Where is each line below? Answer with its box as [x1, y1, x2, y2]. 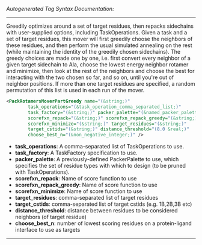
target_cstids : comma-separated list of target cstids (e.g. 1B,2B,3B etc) [14, 200, 192, 208]
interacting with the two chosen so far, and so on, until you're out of [6, 74, 174, 81]
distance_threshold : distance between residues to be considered [14, 207, 179, 214]
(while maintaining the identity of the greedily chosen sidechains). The [6, 48, 181, 55]
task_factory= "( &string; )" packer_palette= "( [28, 109, 144, 115]
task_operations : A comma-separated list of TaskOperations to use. [14, 143, 185, 150]
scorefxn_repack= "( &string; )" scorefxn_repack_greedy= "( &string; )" [28, 115, 200, 121]
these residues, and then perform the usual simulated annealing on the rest [6, 42, 192, 49]
